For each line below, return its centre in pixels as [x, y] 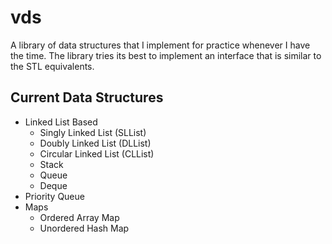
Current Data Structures [87, 97]
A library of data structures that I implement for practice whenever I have [160, 45]
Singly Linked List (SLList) [93, 132]
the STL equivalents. [52, 66]
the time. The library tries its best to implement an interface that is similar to [166, 55]
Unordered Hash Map [84, 228]
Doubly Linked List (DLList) [95, 143]
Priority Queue [54, 196]
